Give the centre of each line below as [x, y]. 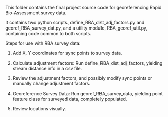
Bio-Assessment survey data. [36, 13]
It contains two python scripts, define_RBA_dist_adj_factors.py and [75, 23]
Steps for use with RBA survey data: [43, 43]
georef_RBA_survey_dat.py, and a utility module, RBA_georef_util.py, [76, 28]
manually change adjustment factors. [51, 84]
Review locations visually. [39, 109]
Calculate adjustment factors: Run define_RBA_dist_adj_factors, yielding [88, 63]
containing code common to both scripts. [48, 33]
